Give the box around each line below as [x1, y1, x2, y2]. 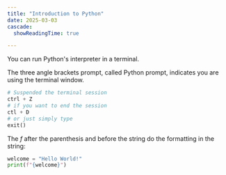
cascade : [7, 23, 33, 30]
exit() [7, 121, 26, 129]
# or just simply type [7, 115, 73, 122]
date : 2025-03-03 [7, 17, 58, 24]
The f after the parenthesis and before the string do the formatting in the [7, 134, 214, 143]
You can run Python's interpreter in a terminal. [7, 55, 140, 63]
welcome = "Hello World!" [7, 155, 82, 162]
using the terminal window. [7, 76, 85, 84]
